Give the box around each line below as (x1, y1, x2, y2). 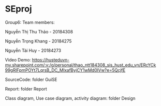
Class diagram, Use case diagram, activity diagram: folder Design (5, 95, 136, 101)
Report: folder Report (5, 86, 47, 91)
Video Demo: (5, 57, 31, 62)
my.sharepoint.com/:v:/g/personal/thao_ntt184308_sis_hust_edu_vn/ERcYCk (5, 62, 156, 68)
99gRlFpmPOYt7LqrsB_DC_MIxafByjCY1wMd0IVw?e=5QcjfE (5, 67, 126, 73)
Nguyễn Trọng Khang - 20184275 (5, 38, 72, 44)
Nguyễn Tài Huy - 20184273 (5, 47, 61, 53)
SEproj (5, 3, 32, 15)
